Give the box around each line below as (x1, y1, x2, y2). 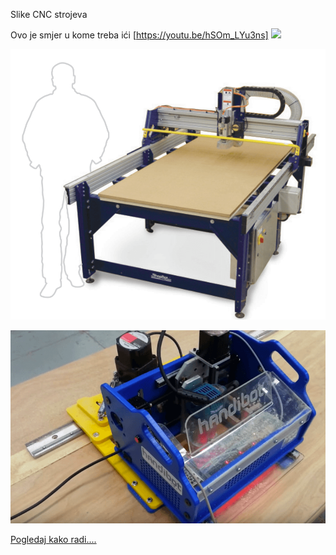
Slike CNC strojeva (10, 9, 88, 20)
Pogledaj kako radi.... (10, 534, 97, 546)
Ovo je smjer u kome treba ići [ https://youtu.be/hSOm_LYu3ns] (10, 29, 269, 41)
